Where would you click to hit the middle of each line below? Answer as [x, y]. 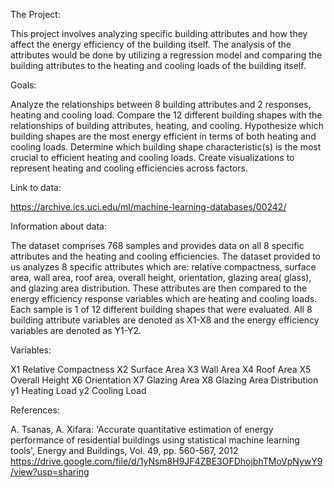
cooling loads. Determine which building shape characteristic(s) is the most [166, 147]
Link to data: [36, 187]
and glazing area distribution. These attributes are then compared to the [159, 288]
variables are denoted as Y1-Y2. [76, 330]
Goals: [23, 85]
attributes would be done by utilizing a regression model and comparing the [166, 55]
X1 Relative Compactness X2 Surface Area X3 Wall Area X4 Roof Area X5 [161, 369]
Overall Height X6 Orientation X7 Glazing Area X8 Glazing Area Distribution [164, 380]
